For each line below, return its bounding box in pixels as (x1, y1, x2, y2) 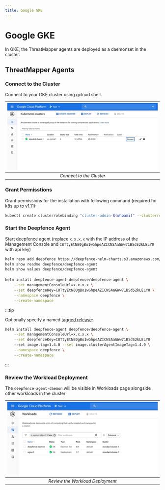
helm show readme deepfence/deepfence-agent (5, 262, 98, 266)
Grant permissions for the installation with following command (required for (5, 197, 157, 203)
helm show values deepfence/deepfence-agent (5, 267, 98, 272)
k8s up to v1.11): (5, 203, 37, 209)
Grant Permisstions (5, 187, 53, 193)
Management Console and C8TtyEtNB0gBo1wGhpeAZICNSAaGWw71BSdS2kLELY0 (5, 241, 155, 247)
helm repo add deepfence (5, 257, 56, 262)
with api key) (5, 246, 31, 252)
